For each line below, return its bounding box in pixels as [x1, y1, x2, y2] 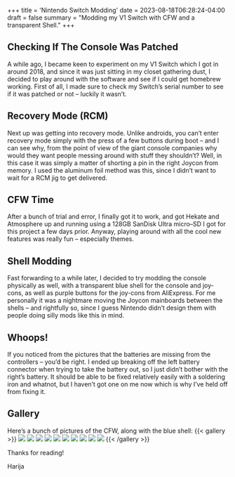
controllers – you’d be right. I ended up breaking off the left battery [7, 358, 200, 366]
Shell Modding [7, 255, 72, 267]
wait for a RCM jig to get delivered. [7, 174, 107, 182]
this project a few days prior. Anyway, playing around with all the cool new [7, 228, 222, 236]
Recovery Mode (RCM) [7, 110, 109, 122]
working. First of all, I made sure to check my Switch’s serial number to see [7, 82, 224, 91]
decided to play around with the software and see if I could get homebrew [7, 74, 221, 83]
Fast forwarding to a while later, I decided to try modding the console [7, 274, 207, 282]
